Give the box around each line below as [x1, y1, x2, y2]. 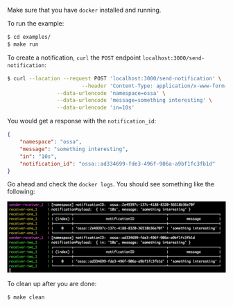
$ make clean [7, 294, 45, 301]
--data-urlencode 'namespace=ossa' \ [56, 89, 166, 96]
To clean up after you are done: [7, 279, 97, 288]
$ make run [7, 41, 39, 48]
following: [7, 187, 35, 196]
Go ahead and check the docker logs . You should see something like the [7, 180, 215, 188]
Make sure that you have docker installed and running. [7, 6, 162, 14]
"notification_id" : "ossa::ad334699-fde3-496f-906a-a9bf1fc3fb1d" [19, 160, 216, 167]
